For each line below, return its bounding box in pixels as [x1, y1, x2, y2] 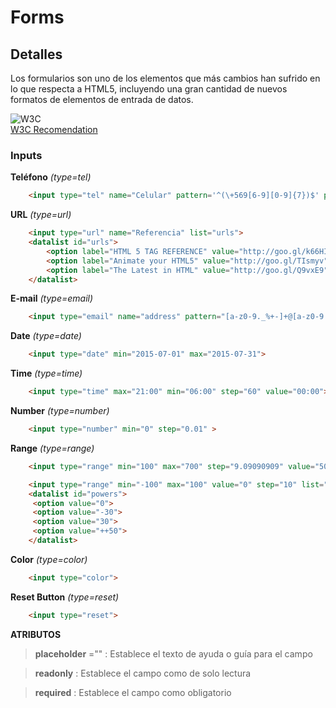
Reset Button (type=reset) [10, 591, 120, 603]
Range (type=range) [10, 442, 95, 454]
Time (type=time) [10, 367, 83, 380]
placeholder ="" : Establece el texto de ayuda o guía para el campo [34, 647, 313, 660]
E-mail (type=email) [10, 292, 94, 305]
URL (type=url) [10, 209, 72, 221]
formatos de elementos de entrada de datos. [10, 94, 194, 105]
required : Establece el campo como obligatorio [34, 686, 232, 698]
